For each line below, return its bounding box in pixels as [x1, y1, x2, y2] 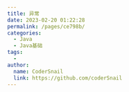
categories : [7, 29, 42, 37]
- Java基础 [13, 42, 43, 49]
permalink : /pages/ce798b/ [7, 23, 85, 30]
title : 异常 [7, 10, 40, 17]
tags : [7, 49, 23, 56]
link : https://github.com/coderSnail [13, 74, 123, 82]
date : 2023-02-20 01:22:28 [7, 17, 85, 24]
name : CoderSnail [13, 68, 64, 75]
